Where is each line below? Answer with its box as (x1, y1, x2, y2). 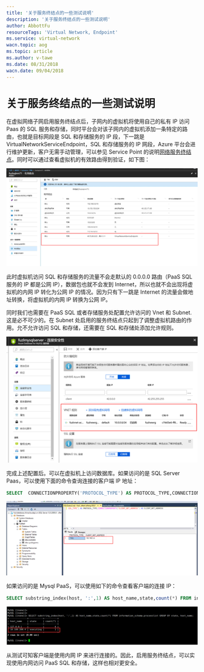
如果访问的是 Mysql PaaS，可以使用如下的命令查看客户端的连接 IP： (6, 582, 177, 589)
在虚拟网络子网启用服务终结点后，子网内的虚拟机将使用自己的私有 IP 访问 (6, 118, 190, 125)
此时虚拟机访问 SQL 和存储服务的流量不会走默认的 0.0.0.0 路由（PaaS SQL (6, 273, 192, 280)
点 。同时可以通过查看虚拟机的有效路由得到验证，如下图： (6, 156, 150, 163)
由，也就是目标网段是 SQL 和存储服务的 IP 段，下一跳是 (6, 133, 145, 140)
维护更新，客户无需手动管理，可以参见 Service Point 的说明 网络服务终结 (11, 148, 192, 155)
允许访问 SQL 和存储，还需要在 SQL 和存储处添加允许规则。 (27, 324, 177, 331)
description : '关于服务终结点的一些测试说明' (6, 16, 110, 23)
